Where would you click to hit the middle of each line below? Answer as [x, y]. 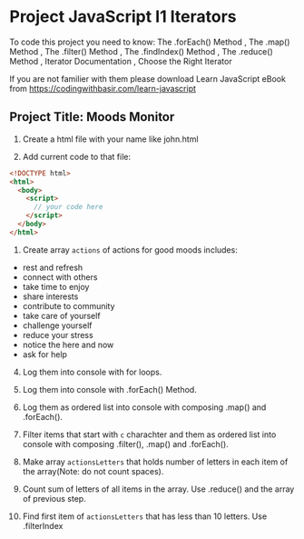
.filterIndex [43, 525]
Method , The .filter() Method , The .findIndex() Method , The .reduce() [142, 51]
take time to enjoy [56, 286]
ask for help [45, 354]
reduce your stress [58, 334]
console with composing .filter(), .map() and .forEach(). [125, 444]
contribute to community [69, 305]
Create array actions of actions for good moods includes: [130, 250]
